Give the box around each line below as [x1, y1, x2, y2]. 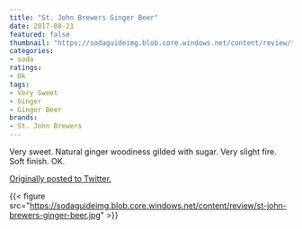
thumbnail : [9, 38, 50, 48]
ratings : [9, 64, 42, 73]
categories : [9, 47, 54, 56]
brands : [9, 113, 39, 122]
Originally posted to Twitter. [9, 173, 112, 184]
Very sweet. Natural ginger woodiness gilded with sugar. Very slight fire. [9, 146, 277, 157]
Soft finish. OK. [9, 156, 66, 166]
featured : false [9, 30, 70, 39]
